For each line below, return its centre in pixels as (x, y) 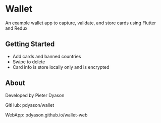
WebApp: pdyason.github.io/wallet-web (46, 115)
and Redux (16, 28)
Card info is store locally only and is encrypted (61, 67)
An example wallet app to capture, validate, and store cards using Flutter (81, 23)
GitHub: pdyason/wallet (30, 105)
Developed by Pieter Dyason (35, 95)
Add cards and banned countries (47, 56)
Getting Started (30, 44)
